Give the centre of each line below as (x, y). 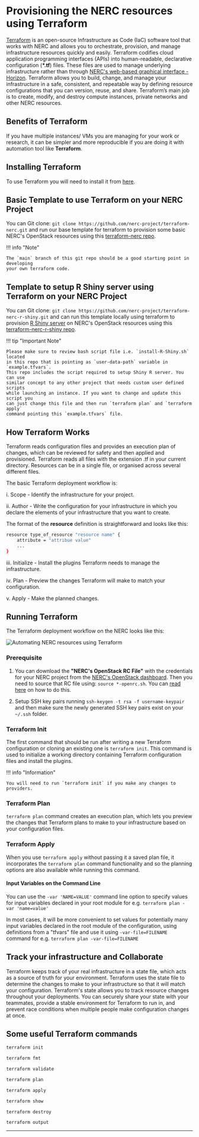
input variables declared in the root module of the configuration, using (92, 925)
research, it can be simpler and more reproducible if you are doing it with (95, 142)
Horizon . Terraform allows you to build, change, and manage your (86, 78)
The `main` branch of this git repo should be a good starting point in (98, 258)
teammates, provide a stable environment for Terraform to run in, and (91, 1002)
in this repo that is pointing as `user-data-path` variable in (87, 362)
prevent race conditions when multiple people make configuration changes (98, 1009)
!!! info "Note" (23, 248)
